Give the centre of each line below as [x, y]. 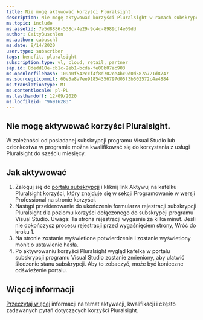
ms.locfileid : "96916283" [39, 101]
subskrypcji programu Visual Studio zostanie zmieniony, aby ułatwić [100, 258]
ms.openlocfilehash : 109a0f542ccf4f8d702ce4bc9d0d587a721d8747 [88, 74]
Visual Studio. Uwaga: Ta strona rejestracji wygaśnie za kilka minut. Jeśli [105, 219]
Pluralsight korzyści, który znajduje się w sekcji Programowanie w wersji [105, 193]
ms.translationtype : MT [36, 85]
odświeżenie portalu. [41, 270]
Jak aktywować [37, 172]
